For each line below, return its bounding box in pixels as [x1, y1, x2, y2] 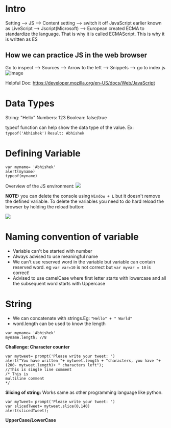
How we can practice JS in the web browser [5, 51, 148, 60]
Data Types [5, 97, 55, 109]
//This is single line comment [5, 367, 72, 372]
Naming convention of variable [5, 231, 139, 243]
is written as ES [5, 36, 38, 42]
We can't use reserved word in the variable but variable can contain [12, 258, 156, 265]
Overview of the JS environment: [5, 183, 75, 189]
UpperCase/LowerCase [5, 417, 56, 423]
